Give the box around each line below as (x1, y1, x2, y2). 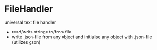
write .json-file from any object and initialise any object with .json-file (11, 34, 152, 40)
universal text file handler (4, 19, 56, 25)
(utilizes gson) (11, 39, 41, 45)
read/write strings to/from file (11, 29, 72, 34)
